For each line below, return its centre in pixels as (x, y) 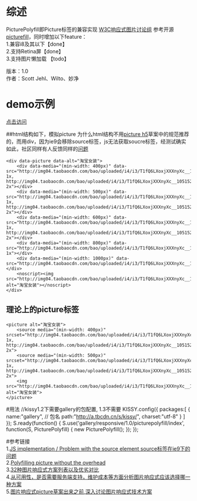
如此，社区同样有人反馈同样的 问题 (47, 149)
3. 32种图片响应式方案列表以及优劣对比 (53, 469)
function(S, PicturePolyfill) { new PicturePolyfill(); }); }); (72, 429)
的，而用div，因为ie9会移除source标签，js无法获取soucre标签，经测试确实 (96, 141)
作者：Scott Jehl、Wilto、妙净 (43, 78)
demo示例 (31, 105)
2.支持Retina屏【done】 (35, 51)
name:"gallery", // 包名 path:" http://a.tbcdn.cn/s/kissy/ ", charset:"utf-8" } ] (96, 416)
